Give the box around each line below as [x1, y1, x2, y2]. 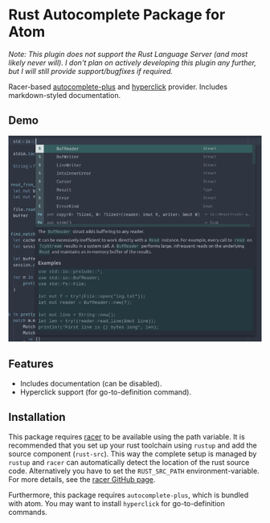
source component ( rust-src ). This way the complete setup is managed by [8, 448, 257, 459]
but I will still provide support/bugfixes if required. [8, 66, 174, 76]
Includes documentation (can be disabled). [19, 378, 162, 388]
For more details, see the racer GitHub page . [8, 474, 156, 484]
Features [8, 358, 54, 371]
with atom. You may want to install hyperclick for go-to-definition [8, 498, 225, 508]
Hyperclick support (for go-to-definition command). [19, 387, 192, 397]
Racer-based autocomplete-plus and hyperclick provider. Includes [8, 82, 227, 92]
